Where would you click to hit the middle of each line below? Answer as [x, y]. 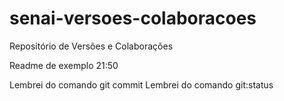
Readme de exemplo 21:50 [64, 65]
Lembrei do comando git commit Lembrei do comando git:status [141, 84]
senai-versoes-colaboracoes [133, 18]
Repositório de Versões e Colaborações [91, 46]
